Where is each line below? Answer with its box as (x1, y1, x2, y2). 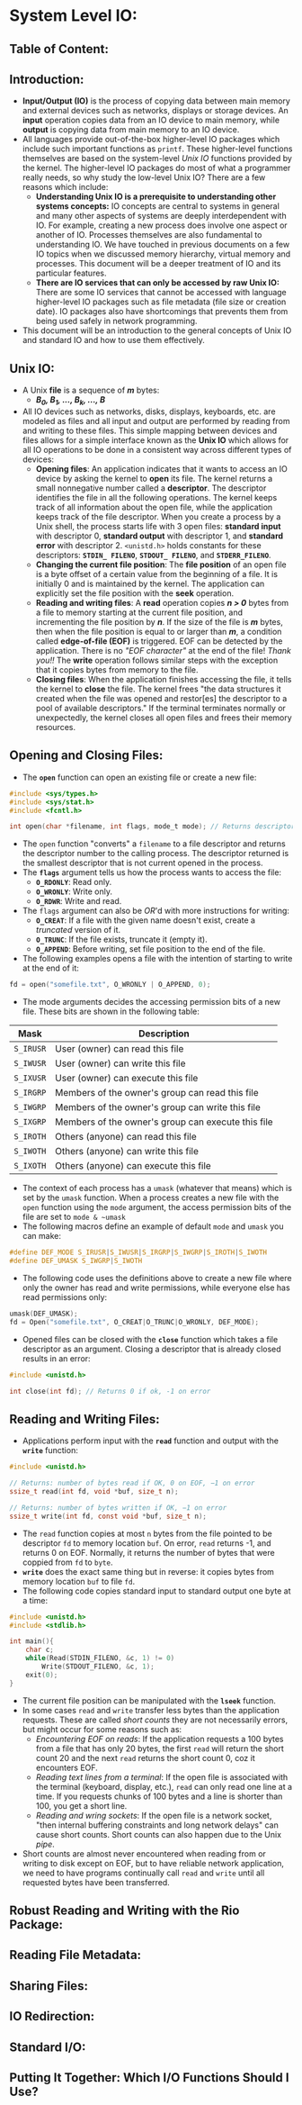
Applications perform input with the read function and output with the (22, 1435, 279, 1446)
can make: (22, 1231, 61, 1242)
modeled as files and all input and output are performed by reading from (22, 416, 290, 426)
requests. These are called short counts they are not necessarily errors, (22, 1714, 289, 1725)
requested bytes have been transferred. (22, 1876, 171, 1887)
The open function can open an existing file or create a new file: (22, 772, 257, 782)
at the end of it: (22, 962, 79, 973)
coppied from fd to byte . (22, 1557, 113, 1567)
